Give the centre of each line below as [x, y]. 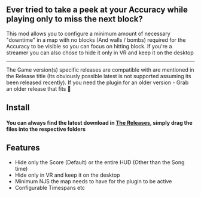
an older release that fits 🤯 [39, 88]
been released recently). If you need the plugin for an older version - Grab [98, 82]
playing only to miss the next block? [75, 19]
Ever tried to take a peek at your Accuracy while [97, 10]
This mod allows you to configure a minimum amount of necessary [88, 33]
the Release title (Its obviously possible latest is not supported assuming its [99, 76]
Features [23, 148]
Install [18, 108]
